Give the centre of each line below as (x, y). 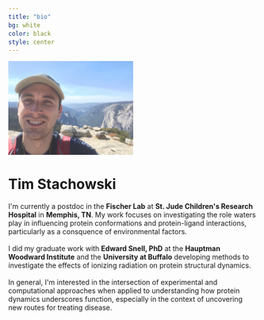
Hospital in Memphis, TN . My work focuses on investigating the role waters (132, 215)
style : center (32, 42)
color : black (30, 33)
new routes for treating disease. (60, 308)
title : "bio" (30, 17)
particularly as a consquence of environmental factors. (98, 232)
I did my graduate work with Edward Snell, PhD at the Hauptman (114, 249)
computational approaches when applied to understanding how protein (124, 291)
